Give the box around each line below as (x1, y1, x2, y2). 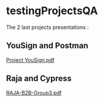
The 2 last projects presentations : (6, 24, 89, 31)
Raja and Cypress (6, 74, 72, 84)
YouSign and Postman (6, 41, 89, 51)
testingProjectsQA (6, 4, 98, 18)
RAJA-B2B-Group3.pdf (6, 89, 62, 96)
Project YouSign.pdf (6, 56, 55, 63)
